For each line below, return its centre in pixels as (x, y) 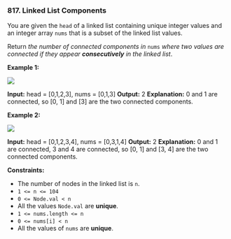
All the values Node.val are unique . (68, 206)
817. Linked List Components (57, 10)
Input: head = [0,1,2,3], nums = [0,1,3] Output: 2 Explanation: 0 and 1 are (113, 94)
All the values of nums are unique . (65, 229)
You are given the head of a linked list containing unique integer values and (115, 26)
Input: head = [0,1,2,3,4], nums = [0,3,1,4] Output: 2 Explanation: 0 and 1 (113, 142)
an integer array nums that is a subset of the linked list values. (95, 33)
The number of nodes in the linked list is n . (78, 184)
